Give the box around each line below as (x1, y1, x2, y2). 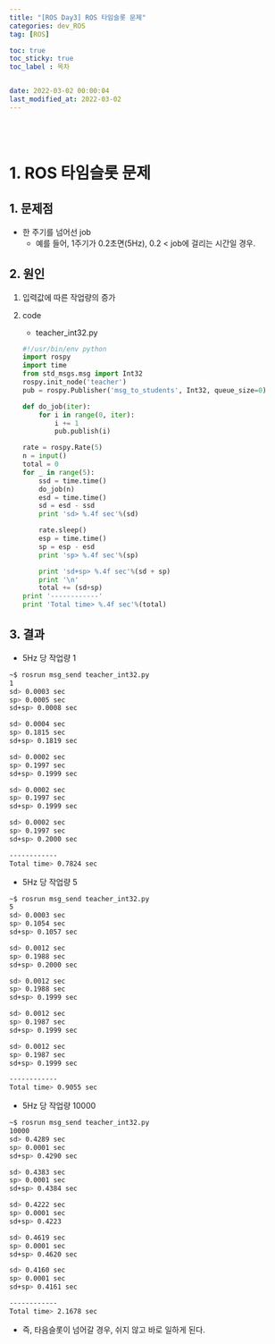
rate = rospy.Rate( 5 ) (21, 444, 104, 452)
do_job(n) (38, 485, 75, 494)
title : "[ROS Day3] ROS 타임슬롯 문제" (9, 13, 146, 22)
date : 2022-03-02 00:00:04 (9, 87, 110, 96)
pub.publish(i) (54, 427, 112, 436)
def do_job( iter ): (21, 402, 91, 411)
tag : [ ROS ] (9, 30, 50, 38)
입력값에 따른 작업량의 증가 (21, 292, 116, 302)
